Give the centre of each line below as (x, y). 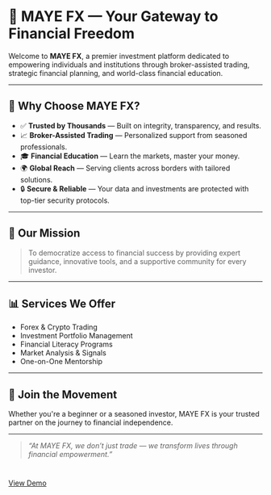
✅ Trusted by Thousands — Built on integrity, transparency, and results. (141, 125)
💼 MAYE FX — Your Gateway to (114, 17)
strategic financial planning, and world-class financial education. (116, 73)
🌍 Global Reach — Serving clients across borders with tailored (125, 168)
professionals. (44, 147)
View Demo (27, 483)
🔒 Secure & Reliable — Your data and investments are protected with (134, 188)
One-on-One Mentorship (61, 362)
